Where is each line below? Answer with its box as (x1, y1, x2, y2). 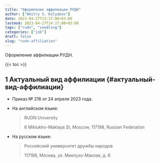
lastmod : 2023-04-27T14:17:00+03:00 (5, 20, 79, 26)
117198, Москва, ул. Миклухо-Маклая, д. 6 (24, 152, 111, 158)
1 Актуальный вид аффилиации (5, 76, 105, 84)
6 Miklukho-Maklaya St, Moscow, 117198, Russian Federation (24, 124, 145, 130)
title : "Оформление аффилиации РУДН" (5, 7, 81, 12)
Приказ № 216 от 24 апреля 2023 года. (12, 96, 93, 102)
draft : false (5, 34, 31, 39)
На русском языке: (12, 133, 52, 139)
